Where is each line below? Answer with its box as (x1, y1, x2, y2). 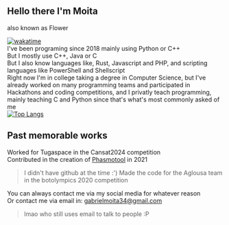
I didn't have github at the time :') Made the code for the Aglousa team (23, 168, 223, 177)
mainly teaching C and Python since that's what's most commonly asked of (7, 95, 220, 104)
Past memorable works (7, 130, 108, 141)
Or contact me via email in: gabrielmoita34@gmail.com (7, 196, 162, 204)
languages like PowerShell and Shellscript (7, 66, 125, 74)
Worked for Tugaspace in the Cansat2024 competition (7, 147, 161, 156)
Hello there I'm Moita (7, 5, 98, 17)
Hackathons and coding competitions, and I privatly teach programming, (7, 88, 212, 96)
